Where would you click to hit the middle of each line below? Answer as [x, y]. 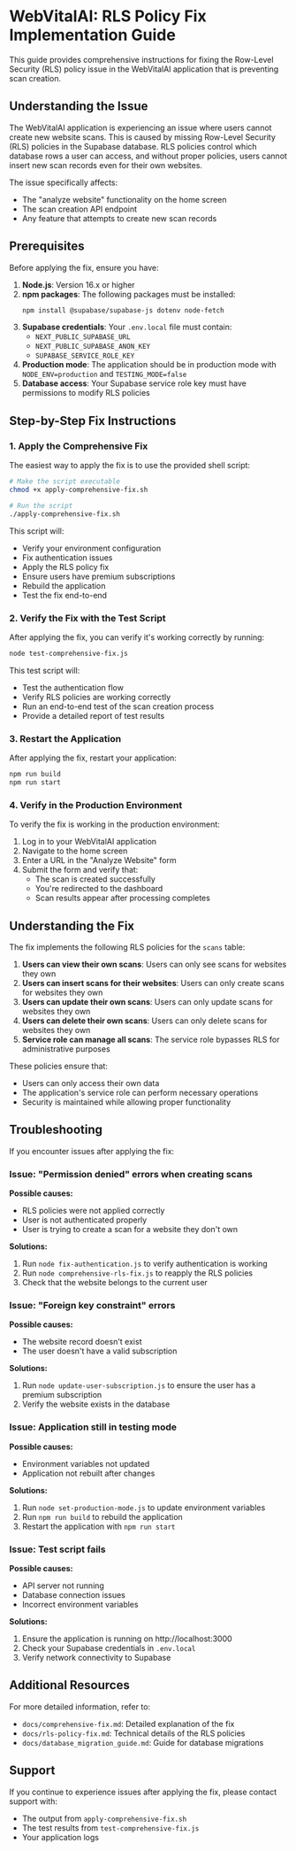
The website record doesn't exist [82, 1342]
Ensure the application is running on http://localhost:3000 [127, 1639]
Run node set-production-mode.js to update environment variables [144, 1508]
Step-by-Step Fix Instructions [93, 421]
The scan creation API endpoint [80, 209]
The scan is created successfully [95, 879]
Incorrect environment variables [80, 1604]
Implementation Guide [93, 35]
